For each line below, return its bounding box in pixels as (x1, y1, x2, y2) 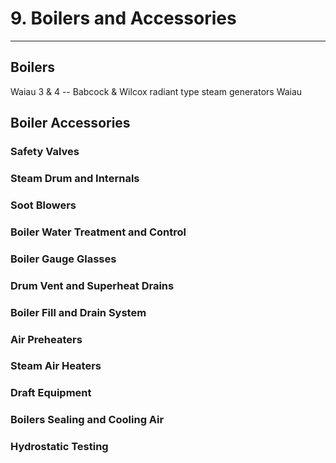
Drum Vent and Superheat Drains (10, 278, 175, 292)
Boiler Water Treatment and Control (10, 225, 187, 239)
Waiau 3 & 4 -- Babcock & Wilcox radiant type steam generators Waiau (10, 85, 303, 97)
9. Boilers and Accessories (10, 7, 237, 30)
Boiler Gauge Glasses (10, 252, 117, 266)
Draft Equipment (10, 386, 92, 400)
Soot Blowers (10, 198, 77, 212)
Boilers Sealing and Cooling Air (10, 413, 165, 427)
